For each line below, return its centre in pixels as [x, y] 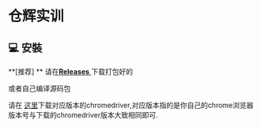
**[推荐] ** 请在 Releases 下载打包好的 [70, 71]
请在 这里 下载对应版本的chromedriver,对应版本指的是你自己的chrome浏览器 [131, 105]
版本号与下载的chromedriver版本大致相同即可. [83, 115]
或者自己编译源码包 [40, 88]
